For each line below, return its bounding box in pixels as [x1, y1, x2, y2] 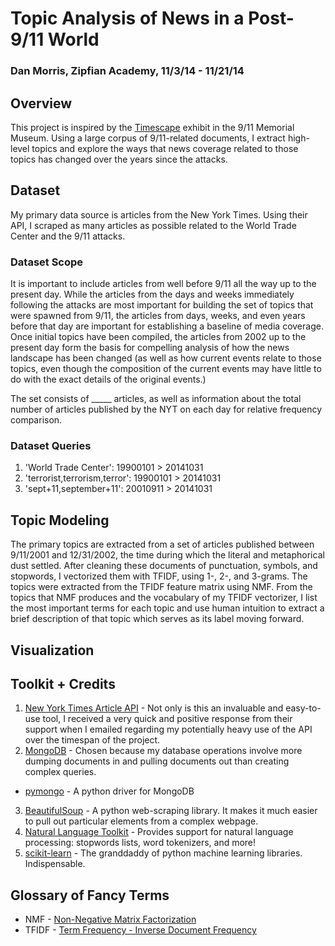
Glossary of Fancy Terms [10, 887, 170, 904]
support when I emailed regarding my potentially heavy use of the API [24, 723, 313, 736]
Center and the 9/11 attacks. [10, 230, 126, 242]
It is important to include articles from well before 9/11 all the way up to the [10, 278, 317, 290]
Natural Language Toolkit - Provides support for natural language [24, 826, 294, 838]
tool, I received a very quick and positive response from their [42, 713, 293, 725]
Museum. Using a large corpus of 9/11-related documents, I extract [10, 132, 286, 144]
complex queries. [24, 766, 97, 778]
